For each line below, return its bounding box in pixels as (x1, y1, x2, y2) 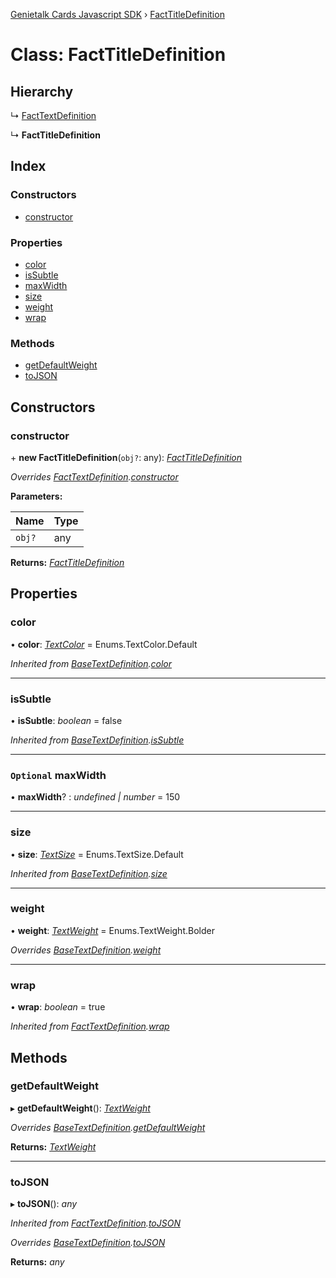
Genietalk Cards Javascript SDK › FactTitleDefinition (10, 9, 225, 20)
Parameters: (10, 490, 63, 502)
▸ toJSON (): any (10, 1198, 78, 1210)
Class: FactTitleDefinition (10, 44, 227, 66)
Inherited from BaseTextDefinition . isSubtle (10, 734, 185, 746)
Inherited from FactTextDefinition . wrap (10, 1020, 170, 1033)
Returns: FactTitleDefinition (10, 556, 125, 568)
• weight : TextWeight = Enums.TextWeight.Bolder (10, 924, 215, 936)
